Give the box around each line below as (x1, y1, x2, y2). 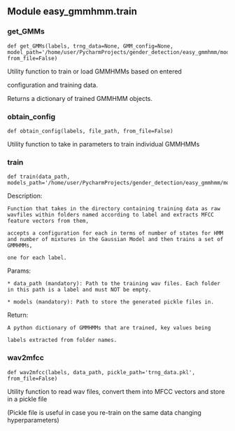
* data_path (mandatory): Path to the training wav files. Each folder (7, 280, 220, 287)
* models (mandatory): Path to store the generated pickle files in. (7, 299, 215, 306)
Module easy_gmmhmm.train (7, 6, 138, 18)
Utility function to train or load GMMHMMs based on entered (7, 67, 182, 76)
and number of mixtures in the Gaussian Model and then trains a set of (7, 236, 224, 243)
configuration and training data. (7, 81, 98, 89)
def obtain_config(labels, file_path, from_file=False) (7, 128, 173, 135)
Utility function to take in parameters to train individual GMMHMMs (7, 139, 200, 148)
